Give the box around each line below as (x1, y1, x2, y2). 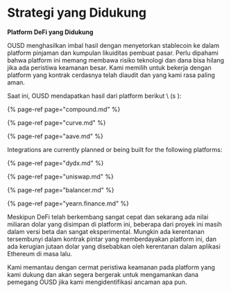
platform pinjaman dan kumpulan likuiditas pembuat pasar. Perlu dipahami (7, 49, 219, 57)
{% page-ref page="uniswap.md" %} (7, 172, 114, 181)
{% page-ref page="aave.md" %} (7, 132, 104, 140)
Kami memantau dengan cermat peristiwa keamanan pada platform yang (7, 262, 215, 271)
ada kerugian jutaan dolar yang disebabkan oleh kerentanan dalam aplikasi (7, 242, 221, 251)
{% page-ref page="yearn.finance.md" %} (7, 199, 130, 208)
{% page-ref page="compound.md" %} (7, 105, 121, 113)
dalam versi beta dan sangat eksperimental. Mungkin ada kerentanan (7, 227, 205, 235)
